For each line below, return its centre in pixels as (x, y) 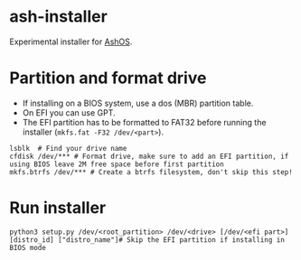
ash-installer (59, 17)
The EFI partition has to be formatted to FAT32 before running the (144, 122)
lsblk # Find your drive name (68, 148)
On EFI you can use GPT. (69, 112)
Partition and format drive (108, 78)
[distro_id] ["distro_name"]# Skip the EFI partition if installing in (147, 240)
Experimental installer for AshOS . (71, 42)
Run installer (58, 208)
